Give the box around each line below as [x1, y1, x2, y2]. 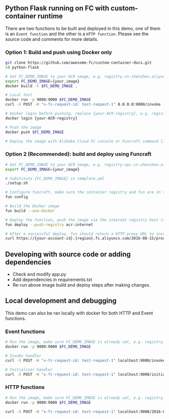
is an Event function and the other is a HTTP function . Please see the [5, 30, 149, 37]
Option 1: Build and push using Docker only [5, 49, 112, 56]
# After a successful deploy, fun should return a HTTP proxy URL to [5, 231, 154, 237]
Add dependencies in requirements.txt [12, 276, 93, 283]
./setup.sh [5, 180, 28, 186]
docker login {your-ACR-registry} [5, 116, 78, 121]
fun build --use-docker [5, 208, 55, 213]
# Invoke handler [5, 353, 42, 358]
